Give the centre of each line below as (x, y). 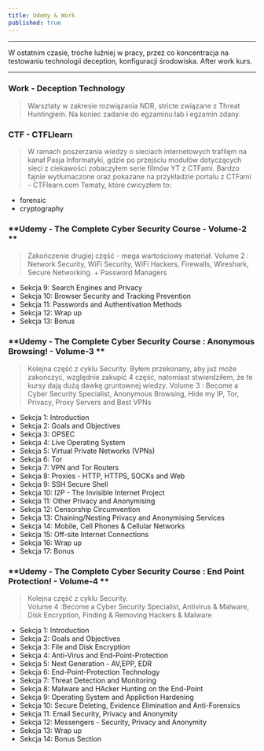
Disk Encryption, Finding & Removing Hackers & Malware (119, 615)
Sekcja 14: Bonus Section (60, 738)
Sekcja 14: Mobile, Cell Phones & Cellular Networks (102, 526)
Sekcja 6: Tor (41, 459)
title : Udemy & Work (42, 15)
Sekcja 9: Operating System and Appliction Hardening (106, 697)
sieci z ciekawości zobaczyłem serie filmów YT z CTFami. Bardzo (133, 168)
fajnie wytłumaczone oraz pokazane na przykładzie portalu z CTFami (139, 177)
